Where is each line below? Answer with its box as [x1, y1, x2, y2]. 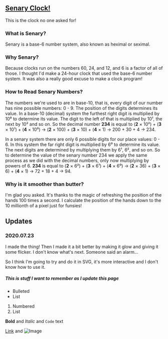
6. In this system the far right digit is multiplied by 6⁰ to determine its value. [5, 141, 160, 147]
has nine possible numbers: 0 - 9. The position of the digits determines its [5, 105, 158, 111]
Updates [5, 217, 33, 226]
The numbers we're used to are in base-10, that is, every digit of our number [5, 100, 163, 106]
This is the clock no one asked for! [5, 17, 77, 23]
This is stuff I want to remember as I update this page [5, 275, 119, 281]
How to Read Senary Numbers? [5, 88, 83, 95]
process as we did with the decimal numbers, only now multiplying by [5, 157, 149, 163]
